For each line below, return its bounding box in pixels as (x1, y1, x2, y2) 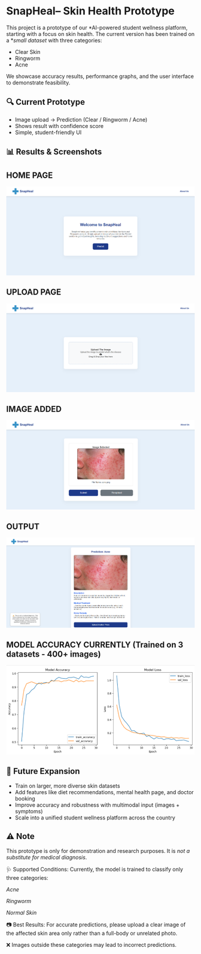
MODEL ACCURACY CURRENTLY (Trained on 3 (6, 639, 184, 650)
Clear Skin (14, 48, 41, 55)
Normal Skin (6, 909, 37, 916)
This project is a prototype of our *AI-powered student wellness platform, (6, 24, 188, 31)
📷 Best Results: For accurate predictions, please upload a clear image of (6, 920, 186, 928)
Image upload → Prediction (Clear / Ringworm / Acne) (14, 116, 148, 123)
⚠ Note (6, 831, 35, 841)
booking (14, 795, 36, 802)
